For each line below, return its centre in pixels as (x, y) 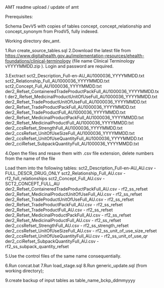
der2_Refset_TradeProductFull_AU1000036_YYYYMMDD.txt (66, 112)
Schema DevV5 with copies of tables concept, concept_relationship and (78, 26)
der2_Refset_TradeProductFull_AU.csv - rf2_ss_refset (59, 210)
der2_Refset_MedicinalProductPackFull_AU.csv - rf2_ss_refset (68, 215)
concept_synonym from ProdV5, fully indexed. (52, 31)
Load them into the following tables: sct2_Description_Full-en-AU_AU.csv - (81, 168)
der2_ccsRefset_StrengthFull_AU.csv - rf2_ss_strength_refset (67, 225)
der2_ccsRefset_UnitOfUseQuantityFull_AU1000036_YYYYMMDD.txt (74, 138)
